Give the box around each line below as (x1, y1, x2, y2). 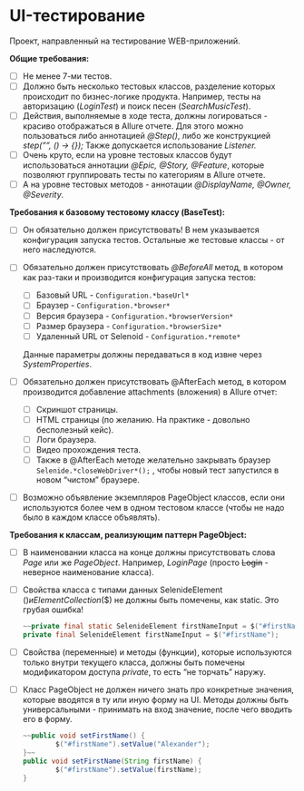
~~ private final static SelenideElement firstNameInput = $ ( (22, 622, 260, 631)
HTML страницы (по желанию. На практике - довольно (35, 414, 250, 425)
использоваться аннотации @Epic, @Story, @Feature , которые (22, 160, 265, 171)
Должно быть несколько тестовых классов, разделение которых (22, 81, 276, 92)
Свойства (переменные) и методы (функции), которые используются (22, 647, 292, 658)
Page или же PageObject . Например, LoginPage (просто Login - (22, 557, 270, 568)
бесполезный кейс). (35, 424, 114, 435)
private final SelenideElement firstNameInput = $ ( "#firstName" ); (22, 630, 279, 640)
